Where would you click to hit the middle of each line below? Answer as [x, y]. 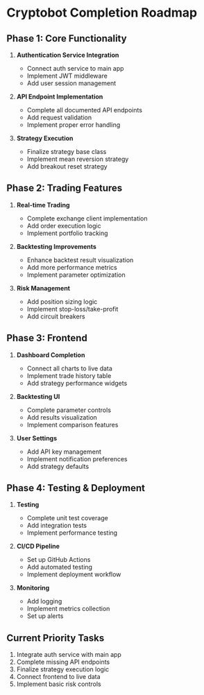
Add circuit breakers [56, 316]
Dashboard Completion [51, 354]
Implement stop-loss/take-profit [73, 309]
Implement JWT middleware [67, 76]
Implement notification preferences [77, 458]
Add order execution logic [64, 225]
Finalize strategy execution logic [63, 669]
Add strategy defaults [58, 466]
